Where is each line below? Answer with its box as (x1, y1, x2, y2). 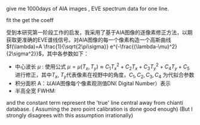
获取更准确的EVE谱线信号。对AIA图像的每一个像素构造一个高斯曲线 (6, 36, 171, 43)
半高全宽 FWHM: (14, 87, 56, 95)
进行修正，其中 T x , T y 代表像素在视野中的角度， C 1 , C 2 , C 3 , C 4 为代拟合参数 (14, 71, 195, 80)
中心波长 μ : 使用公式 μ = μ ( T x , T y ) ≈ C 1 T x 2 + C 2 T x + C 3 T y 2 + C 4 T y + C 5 (14, 62, 190, 71)
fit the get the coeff (6, 17, 54, 23)
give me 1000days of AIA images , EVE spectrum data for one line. (6, 5, 169, 12)
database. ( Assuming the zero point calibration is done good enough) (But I (6, 105, 193, 112)
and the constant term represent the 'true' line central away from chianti (6, 99, 183, 107)
